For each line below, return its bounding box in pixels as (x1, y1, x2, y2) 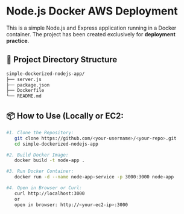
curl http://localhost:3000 (14, 190, 85, 196)
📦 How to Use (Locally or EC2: (6, 111, 124, 121)
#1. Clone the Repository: (6, 129, 74, 135)
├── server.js (6, 76, 42, 82)
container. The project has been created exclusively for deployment (6, 30, 176, 37)
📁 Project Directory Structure (6, 54, 118, 65)
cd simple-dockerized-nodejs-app (14, 141, 98, 147)
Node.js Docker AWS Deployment (6, 4, 178, 18)
